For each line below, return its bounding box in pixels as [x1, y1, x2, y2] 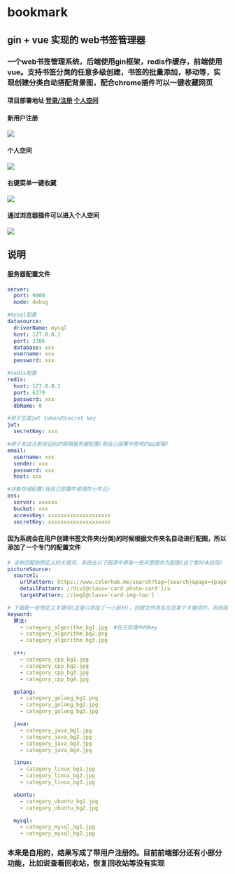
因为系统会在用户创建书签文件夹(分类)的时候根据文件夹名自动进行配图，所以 [7, 534, 227, 543]
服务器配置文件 [7, 269, 50, 278]
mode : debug [13, 299, 49, 306]
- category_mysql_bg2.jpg [20, 830, 96, 838]
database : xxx [13, 344, 55, 351]
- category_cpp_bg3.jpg [20, 669, 90, 676]
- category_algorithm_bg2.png [20, 630, 108, 638]
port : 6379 [13, 389, 45, 396]
